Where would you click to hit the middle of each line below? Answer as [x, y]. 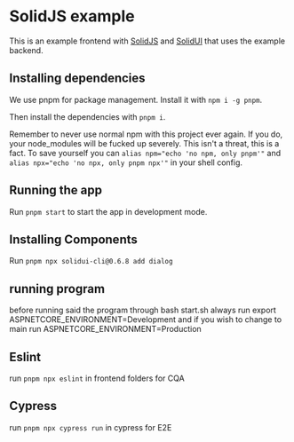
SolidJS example [72, 16]
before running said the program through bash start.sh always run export [143, 310]
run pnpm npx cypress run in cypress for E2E [91, 427]
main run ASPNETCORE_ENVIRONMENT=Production [105, 329]
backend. [26, 50]
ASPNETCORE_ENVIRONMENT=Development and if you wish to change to [146, 320]
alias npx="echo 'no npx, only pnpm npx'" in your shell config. [126, 162]
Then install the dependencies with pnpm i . [87, 116]
